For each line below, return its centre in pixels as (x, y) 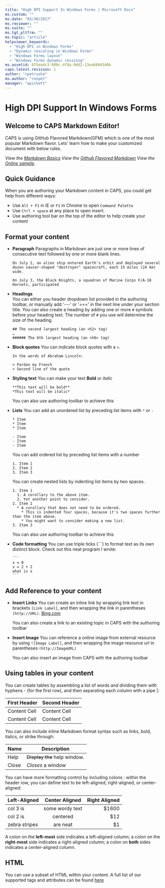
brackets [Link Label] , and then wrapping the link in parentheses (79, 608)
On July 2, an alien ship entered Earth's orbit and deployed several (86, 263)
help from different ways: (31, 196)
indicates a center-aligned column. (40, 847)
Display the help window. (55, 757)
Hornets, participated (35, 285)
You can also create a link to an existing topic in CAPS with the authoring (86, 623)
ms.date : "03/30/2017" (28, 19)
